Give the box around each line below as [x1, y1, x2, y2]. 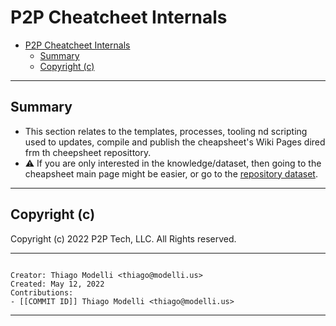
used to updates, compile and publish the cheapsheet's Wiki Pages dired [24, 136, 326, 148]
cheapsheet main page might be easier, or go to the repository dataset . [24, 167, 318, 180]
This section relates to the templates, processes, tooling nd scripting [24, 125, 308, 137]
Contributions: [10, 287, 74, 298]
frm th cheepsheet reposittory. [24, 146, 152, 158]
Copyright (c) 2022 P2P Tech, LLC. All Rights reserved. [10, 232, 237, 245]
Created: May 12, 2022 [10, 279, 105, 289]
